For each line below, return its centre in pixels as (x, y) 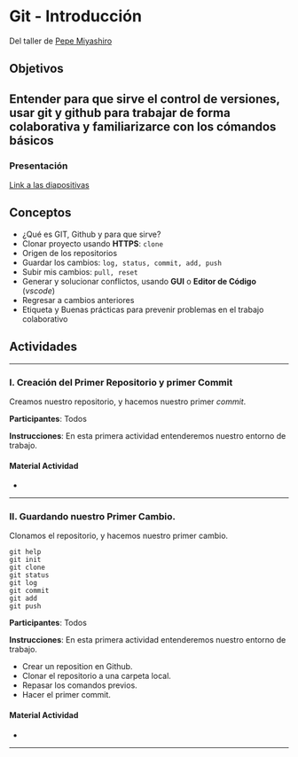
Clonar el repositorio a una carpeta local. (96, 676)
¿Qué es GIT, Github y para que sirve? (91, 234)
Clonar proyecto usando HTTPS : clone (93, 243)
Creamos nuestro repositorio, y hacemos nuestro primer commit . (128, 402)
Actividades (43, 347)
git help (25, 552)
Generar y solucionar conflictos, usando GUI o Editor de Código (139, 281)
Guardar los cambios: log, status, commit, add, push (122, 262)
